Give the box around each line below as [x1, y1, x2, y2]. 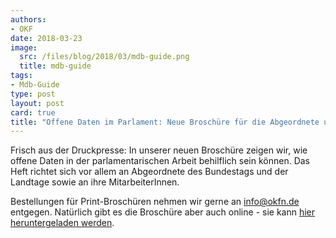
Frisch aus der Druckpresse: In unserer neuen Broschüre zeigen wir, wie [10, 144, 308, 156]
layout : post [10, 98, 65, 108]
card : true [10, 107, 56, 118]
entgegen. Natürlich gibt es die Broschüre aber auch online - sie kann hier [10, 206, 316, 218]
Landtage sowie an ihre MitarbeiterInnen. [10, 176, 180, 188]
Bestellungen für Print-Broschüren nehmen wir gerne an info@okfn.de [10, 196, 300, 208]
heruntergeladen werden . [10, 217, 115, 229]
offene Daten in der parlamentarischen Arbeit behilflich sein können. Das [10, 155, 310, 167]
